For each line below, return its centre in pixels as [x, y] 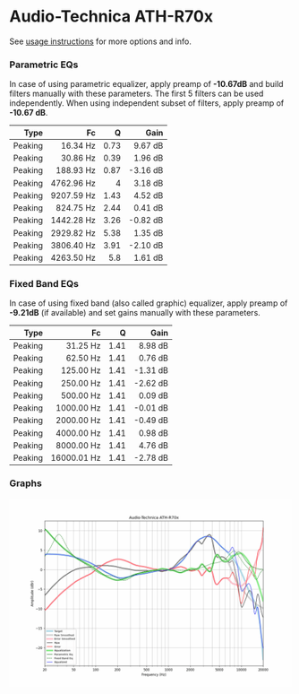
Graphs [26, 483]
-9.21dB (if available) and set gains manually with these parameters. [135, 313]
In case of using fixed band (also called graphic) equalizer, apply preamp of [149, 303]
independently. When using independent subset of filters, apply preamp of [147, 103]
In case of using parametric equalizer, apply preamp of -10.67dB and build [146, 84]
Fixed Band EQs [44, 283]
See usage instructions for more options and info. [101, 41]
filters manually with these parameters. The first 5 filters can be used [137, 94]
